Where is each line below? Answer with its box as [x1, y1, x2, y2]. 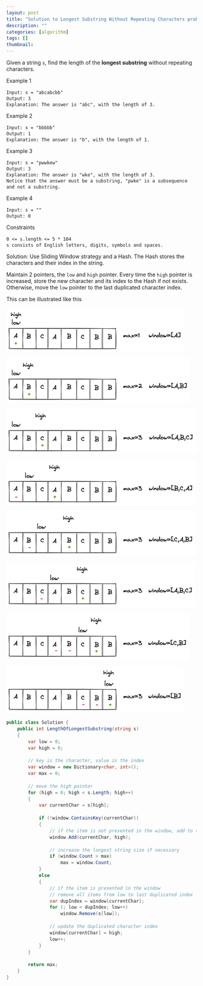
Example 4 [6, 195, 33, 202]
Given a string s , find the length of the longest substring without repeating [6, 59, 192, 66]
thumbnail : [6, 42, 34, 48]
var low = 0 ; [28, 738, 61, 745]
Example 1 [6, 77, 31, 84]
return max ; [28, 962, 59, 968]
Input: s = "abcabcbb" [6, 89, 63, 96]
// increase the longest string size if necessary [49, 847, 180, 853]
